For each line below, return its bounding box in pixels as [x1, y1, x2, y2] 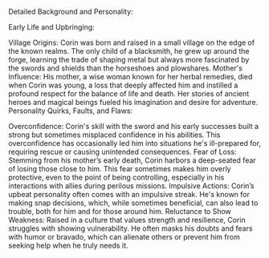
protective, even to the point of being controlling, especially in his [8, 172, 225, 182]
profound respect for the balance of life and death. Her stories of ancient [8, 89, 250, 99]
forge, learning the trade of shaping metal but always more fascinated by [8, 55, 250, 64]
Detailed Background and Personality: [8, 7, 134, 16]
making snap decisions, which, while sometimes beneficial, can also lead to [8, 198, 259, 208]
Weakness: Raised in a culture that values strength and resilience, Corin [8, 216, 247, 224]
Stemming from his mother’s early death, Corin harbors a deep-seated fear [8, 155, 257, 165]
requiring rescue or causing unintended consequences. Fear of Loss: [8, 147, 237, 156]
